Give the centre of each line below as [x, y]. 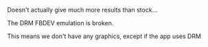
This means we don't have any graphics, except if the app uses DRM [104, 36]
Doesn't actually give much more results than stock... [82, 10]
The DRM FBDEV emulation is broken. [60, 23]
